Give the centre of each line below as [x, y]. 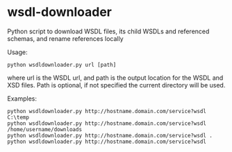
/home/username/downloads [44, 129]
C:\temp [18, 117]
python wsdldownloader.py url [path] [62, 65]
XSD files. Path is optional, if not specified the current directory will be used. [116, 85]
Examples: [22, 99]
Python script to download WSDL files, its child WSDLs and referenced [108, 31]
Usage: [17, 52]
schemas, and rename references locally [65, 38]
